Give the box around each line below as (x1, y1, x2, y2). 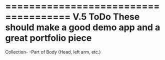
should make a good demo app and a (5, 22, 160, 33)
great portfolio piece (5, 32, 92, 44)
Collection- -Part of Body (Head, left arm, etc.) (5, 48, 101, 55)
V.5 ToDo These (72, 11, 140, 22)
